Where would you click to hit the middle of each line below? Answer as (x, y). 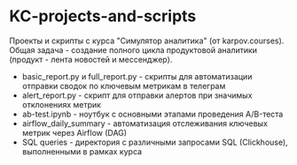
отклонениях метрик (62, 104)
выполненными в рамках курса (82, 151)
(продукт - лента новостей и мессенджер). (91, 59)
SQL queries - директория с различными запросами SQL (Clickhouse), (155, 142)
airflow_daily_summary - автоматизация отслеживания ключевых (145, 123)
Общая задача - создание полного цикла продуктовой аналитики (133, 49)
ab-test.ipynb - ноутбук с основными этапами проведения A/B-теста (152, 114)
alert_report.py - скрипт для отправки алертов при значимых (137, 95)
